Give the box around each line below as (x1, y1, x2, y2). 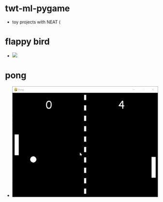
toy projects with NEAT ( (12, 19, 61, 25)
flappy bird (5, 36, 50, 47)
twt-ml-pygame (5, 3, 70, 14)
